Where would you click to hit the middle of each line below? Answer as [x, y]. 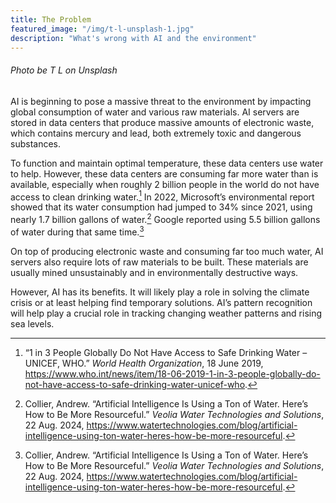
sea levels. [32, 323]
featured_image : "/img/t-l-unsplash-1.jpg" [102, 29]
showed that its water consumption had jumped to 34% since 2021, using [161, 207]
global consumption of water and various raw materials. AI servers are [155, 112]
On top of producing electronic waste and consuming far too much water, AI [167, 251]
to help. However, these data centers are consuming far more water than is [164, 173]
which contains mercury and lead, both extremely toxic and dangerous [156, 133]
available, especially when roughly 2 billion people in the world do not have [165, 184]
